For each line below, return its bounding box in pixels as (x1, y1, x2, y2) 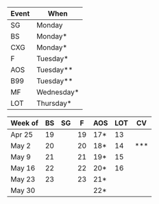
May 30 (10, 185, 36, 195)
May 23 (10, 174, 36, 184)
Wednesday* (36, 87, 79, 97)
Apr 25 (10, 130, 33, 139)
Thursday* (36, 99, 72, 108)
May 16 (10, 163, 36, 172)
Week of (10, 118, 39, 128)
